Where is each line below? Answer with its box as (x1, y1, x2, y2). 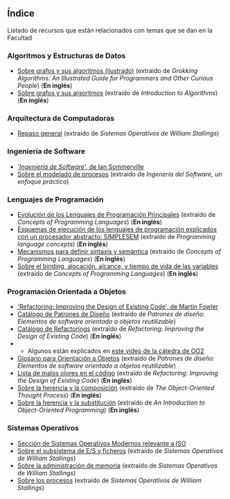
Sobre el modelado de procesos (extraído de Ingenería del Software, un (17, 170, 222, 178)
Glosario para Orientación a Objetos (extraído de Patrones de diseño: (17, 354, 215, 363)
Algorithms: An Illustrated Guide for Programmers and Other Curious (17, 74, 213, 83)
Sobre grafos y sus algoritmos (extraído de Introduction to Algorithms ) (17, 89, 218, 97)
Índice (7, 8, 35, 19)
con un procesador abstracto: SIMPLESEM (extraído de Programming (17, 233, 216, 240)
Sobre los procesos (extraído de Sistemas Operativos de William (17, 476, 202, 484)
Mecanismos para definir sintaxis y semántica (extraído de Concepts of (17, 247, 222, 255)
